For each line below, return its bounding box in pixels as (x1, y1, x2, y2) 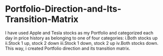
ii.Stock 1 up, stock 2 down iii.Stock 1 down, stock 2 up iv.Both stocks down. (5, 40, 159, 46)
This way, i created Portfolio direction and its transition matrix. (5, 45, 131, 51)
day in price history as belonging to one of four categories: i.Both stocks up (5, 35, 158, 41)
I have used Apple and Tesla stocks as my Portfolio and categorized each (5, 30, 154, 36)
